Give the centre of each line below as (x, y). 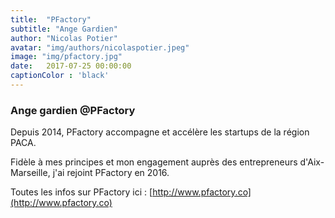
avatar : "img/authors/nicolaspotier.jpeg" (100, 47)
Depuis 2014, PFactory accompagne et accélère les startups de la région (160, 132)
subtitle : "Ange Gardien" (64, 29)
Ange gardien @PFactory (73, 110)
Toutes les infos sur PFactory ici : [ (81, 192)
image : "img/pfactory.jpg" (66, 57)
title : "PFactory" (51, 19)
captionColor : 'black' (60, 76)
